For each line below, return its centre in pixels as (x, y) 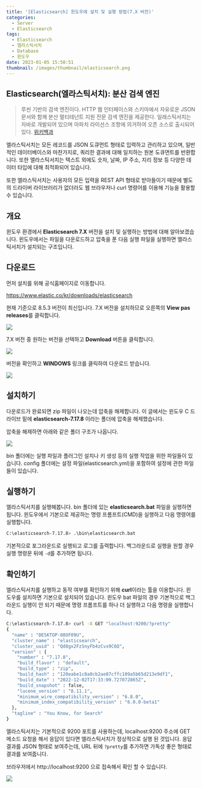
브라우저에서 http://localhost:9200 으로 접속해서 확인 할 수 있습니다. (87, 766)
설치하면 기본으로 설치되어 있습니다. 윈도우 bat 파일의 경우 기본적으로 (103, 598)
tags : (13, 34)
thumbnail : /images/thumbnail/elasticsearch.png (68, 68)
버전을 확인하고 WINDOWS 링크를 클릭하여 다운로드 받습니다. (79, 363)
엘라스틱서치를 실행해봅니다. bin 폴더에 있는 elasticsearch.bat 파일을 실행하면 (99, 507)
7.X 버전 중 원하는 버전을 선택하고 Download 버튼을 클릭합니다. (81, 339)
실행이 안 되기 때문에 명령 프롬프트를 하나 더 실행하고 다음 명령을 (97, 605)
